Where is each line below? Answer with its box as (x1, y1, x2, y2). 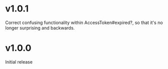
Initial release (5, 58, 33, 65)
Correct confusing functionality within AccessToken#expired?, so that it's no (5, 19, 163, 25)
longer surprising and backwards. (5, 24, 75, 30)
